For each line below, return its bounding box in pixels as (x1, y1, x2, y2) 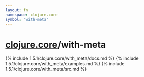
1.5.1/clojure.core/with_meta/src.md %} (5, 66, 87, 72)
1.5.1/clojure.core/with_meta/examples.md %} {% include (5, 61, 125, 67)
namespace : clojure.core (5, 12, 58, 17)
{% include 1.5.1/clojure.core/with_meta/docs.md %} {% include (5, 55, 139, 61)
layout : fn (5, 7, 28, 13)
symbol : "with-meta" (5, 17, 49, 22)
